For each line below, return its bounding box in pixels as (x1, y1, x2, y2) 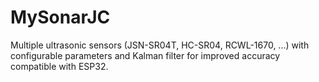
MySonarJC (10, 6, 111, 29)
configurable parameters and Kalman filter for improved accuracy (10, 49, 281, 61)
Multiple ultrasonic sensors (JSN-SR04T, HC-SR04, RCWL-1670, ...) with (10, 39, 310, 51)
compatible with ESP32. (10, 60, 109, 72)
